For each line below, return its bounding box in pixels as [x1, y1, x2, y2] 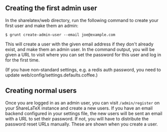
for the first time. [5, 57, 40, 63]
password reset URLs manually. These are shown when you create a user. [5, 121, 158, 127]
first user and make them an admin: [5, 22, 79, 28]
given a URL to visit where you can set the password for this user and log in [5, 51, 161, 57]
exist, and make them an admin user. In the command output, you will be [5, 46, 155, 52]
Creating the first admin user [5, 4, 97, 12]
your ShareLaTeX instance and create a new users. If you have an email [5, 105, 153, 111]
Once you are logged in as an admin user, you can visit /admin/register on [5, 99, 160, 105]
